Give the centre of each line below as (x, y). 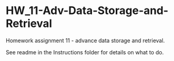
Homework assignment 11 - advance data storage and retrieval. (85, 40)
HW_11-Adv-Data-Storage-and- (87, 11)
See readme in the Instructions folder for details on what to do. (85, 52)
